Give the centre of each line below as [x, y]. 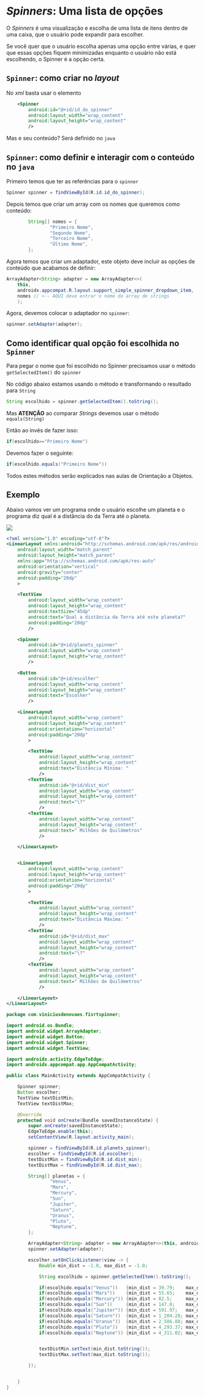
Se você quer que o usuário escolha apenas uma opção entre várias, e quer [101, 46]
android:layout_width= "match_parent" [65, 550]
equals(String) [25, 419]
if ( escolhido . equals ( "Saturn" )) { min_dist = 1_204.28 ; [111, 1316]
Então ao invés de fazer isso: [42, 430]
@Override [30, 1115]
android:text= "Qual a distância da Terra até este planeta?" [107, 617]
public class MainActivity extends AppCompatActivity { [78, 1076]
